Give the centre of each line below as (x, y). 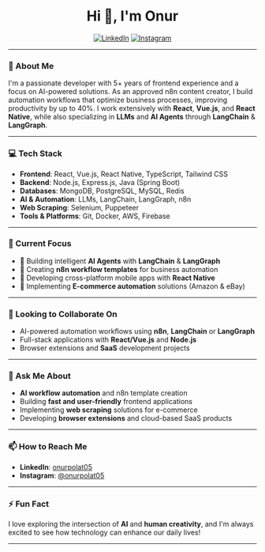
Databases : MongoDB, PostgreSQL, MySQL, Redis (102, 191)
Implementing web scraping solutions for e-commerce (109, 410)
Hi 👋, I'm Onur (132, 16)
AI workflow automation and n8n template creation (103, 393)
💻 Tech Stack (35, 153)
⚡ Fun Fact (29, 504)
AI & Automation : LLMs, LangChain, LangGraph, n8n (105, 199)
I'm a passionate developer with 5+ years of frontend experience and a (123, 83)
